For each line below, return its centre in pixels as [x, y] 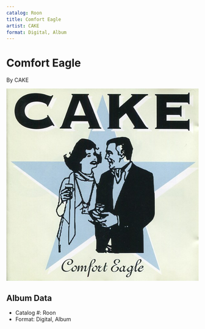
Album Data [29, 298]
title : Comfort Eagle [34, 19]
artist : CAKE [23, 26]
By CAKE [18, 80]
